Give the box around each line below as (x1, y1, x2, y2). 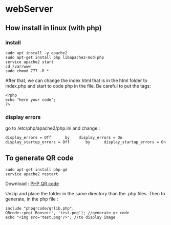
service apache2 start (5, 59, 54, 65)
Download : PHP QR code (5, 180, 59, 187)
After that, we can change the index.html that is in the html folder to (5, 77, 147, 84)
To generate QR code (5, 153, 74, 162)
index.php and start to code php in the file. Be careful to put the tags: (5, 83, 151, 89)
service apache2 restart (5, 171, 58, 177)
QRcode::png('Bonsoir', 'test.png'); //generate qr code (5, 210, 130, 215)
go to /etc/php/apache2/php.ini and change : (5, 125, 100, 131)
